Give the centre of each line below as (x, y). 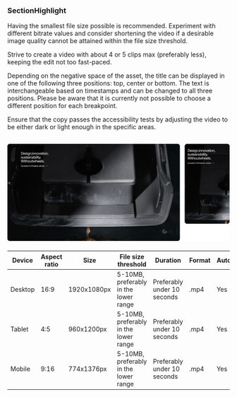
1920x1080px (90, 289)
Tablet (19, 329)
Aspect (51, 256)
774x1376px (87, 369)
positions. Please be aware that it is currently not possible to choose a (109, 98)
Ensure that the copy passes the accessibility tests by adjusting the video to (117, 119)
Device (22, 261)
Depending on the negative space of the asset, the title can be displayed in (116, 76)
